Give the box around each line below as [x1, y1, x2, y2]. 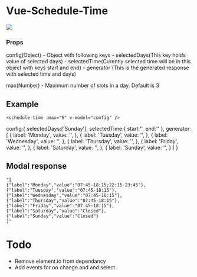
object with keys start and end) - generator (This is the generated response [6, 64, 190, 72]
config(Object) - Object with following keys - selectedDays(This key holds [6, 51, 186, 59]
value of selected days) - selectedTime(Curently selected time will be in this [6, 58, 191, 65]
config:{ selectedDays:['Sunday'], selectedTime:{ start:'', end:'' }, [6, 125, 165, 133]
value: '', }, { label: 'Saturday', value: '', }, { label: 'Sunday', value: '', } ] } [6, 144, 179, 152]
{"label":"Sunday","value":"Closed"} [6, 213, 99, 219]
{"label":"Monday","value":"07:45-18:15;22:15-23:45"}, [6, 182, 146, 188]
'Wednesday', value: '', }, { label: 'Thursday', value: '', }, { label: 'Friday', [6, 138, 179, 145]
